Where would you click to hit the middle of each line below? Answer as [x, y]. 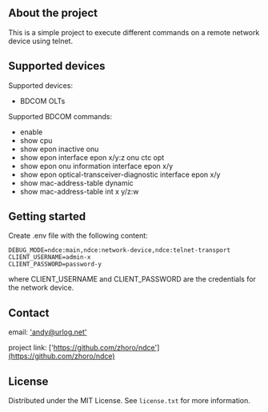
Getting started [47, 216]
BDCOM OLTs [42, 101]
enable [31, 132]
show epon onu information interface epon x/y [96, 166]
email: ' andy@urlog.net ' [48, 332]
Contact [29, 312]
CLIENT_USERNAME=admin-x [50, 258]
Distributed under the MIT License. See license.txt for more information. [129, 401]
